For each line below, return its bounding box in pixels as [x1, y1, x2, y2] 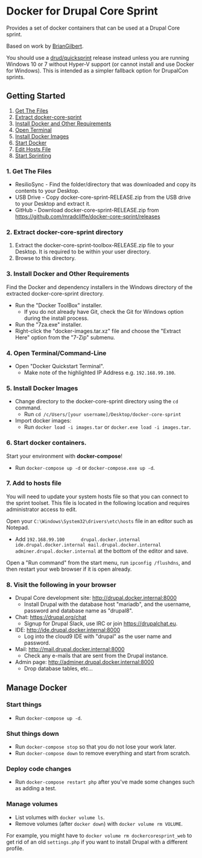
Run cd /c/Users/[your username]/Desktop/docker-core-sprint [24, 411, 181, 418]
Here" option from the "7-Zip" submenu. [14, 334, 116, 341]
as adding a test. [14, 785, 57, 792]
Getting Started [6, 91, 66, 101]
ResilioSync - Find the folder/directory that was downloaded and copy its [14, 181, 197, 188]
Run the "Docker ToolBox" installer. [14, 301, 103, 309]
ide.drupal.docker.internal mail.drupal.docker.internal [14, 542, 162, 548]
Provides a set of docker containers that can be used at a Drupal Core [6, 24, 180, 31]
